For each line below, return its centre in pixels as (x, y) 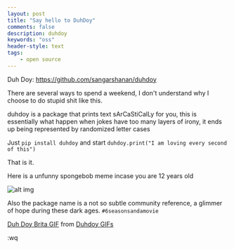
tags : (15, 53)
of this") (22, 149)
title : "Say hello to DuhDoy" (52, 20)
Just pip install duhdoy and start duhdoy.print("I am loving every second (117, 142)
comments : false (31, 27)
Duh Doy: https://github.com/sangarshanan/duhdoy (82, 79)
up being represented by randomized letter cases (79, 129)
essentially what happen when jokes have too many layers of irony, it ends (115, 121)
